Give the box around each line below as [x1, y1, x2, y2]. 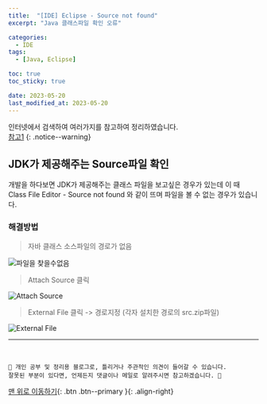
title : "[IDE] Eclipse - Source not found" [8, 11, 158, 20]
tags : [8, 49, 26, 56]
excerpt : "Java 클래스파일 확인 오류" [8, 19, 122, 27]
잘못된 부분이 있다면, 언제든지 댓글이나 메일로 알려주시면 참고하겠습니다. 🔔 [8, 371, 222, 379]
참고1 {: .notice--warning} [8, 132, 91, 142]
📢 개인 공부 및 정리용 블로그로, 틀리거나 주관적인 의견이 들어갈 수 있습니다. [8, 363, 227, 371]
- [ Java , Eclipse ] [15, 56, 77, 64]
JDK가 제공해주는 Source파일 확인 [8, 157, 169, 171]
